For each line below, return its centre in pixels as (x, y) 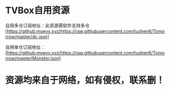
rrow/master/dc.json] (27, 37)
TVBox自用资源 (37, 10)
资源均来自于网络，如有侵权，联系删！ (85, 81)
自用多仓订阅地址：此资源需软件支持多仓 (47, 25)
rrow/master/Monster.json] (33, 58)
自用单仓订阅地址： (25, 47)
